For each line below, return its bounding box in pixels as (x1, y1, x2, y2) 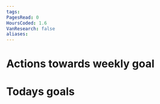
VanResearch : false (6, 25, 56, 32)
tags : (6, 8, 20, 15)
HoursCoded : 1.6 (6, 20, 47, 26)
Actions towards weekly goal (6, 57, 155, 71)
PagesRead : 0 (6, 14, 39, 20)
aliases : (6, 31, 28, 37)
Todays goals (6, 85, 75, 98)
